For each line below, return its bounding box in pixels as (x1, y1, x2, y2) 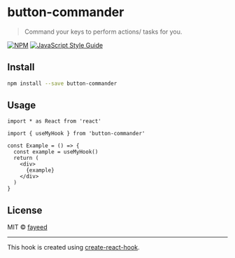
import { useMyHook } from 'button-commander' (7, 130, 145, 137)
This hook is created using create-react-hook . (7, 243, 140, 252)
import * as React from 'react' (7, 118, 101, 125)
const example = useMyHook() (13, 149, 99, 156)
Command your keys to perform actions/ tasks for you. (24, 27, 183, 36)
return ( (13, 155, 39, 162)
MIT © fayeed (7, 223, 48, 231)
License (7, 204, 43, 216)
